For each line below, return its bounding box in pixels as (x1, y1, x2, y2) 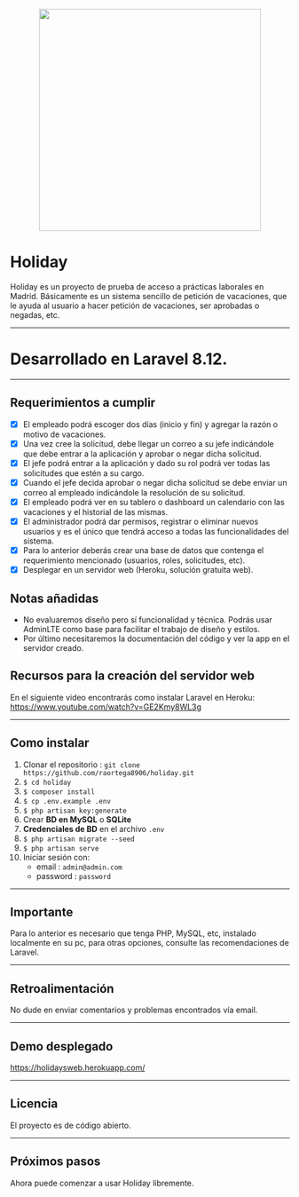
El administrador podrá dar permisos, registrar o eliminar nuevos (22, 516, 259, 527)
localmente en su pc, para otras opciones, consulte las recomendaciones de (10, 938, 289, 948)
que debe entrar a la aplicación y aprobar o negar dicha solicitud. (22, 448, 263, 459)
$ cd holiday (22, 778, 72, 787)
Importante (10, 905, 74, 920)
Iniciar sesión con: (22, 852, 90, 862)
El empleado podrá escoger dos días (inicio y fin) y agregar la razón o (22, 418, 279, 430)
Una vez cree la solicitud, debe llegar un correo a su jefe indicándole (22, 438, 274, 448)
